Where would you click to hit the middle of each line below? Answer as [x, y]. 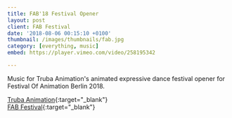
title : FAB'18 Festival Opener [53, 14]
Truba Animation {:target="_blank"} [58, 99]
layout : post [26, 20]
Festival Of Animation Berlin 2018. [56, 86]
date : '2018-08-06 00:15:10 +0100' [59, 33]
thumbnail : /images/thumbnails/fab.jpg [66, 40]
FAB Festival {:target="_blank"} [51, 107]
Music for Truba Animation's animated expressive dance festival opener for [116, 78]
